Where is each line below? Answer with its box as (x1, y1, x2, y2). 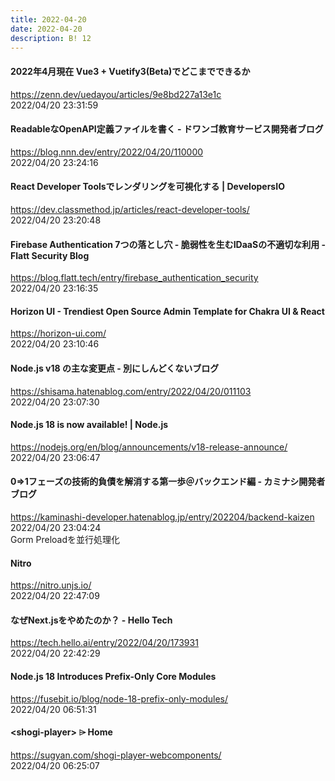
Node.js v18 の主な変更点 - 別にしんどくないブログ (10, 362, 220, 374)
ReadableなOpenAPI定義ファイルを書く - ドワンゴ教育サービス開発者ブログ (10, 123, 324, 135)
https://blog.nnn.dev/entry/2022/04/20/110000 (10, 146, 204, 158)
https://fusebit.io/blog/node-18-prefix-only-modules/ (10, 692, 229, 705)
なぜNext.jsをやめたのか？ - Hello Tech (10, 614, 173, 626)
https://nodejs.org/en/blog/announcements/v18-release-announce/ (10, 441, 288, 453)
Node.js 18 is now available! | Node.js (10, 419, 169, 431)
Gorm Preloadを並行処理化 (10, 534, 121, 545)
